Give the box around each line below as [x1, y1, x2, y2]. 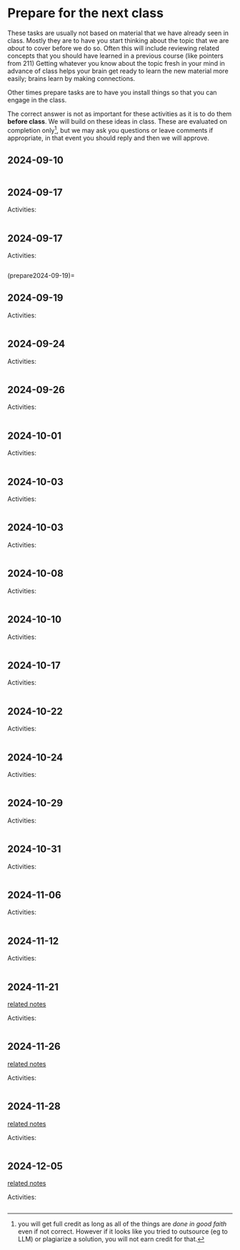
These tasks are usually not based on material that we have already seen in [7, 29, 229, 37]
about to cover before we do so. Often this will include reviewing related [7, 44, 219, 52]
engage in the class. [7, 95, 67, 104]
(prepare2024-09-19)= [7, 272, 75, 280]
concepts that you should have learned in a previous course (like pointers [7, 51, 224, 60]
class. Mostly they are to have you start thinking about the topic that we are [7, 36, 229, 44]
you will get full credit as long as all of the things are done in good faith [17, 1220, 227, 1229]
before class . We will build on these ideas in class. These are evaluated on [7, 116, 227, 126]
